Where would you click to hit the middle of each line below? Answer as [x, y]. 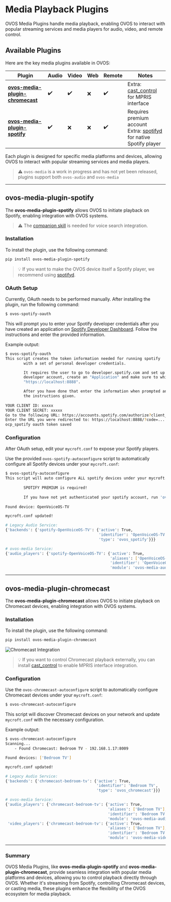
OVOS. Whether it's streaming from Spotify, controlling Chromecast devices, [85, 883]
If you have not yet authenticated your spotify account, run [91, 497]
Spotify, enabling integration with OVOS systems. [57, 215]
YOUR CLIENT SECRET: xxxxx [34, 410]
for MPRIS [139, 97]
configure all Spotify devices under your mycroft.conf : [62, 464]
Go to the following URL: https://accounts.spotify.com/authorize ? [78, 415]
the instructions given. [50, 396]
